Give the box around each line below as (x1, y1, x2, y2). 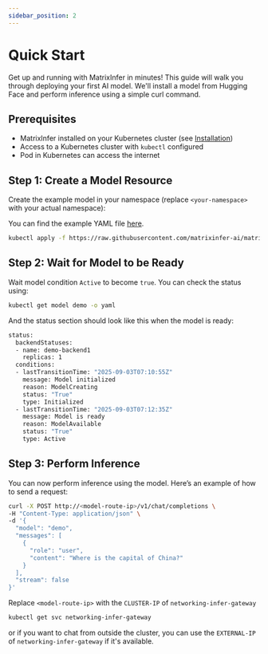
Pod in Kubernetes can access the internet (19, 151, 160, 160)
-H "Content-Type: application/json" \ (8, 510, 141, 518)
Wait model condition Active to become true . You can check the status (8, 277, 242, 287)
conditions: (15, 360, 56, 369)
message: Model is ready (22, 412, 105, 421)
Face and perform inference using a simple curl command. (8, 89, 201, 99)
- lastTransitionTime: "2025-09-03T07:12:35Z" (15, 405, 173, 413)
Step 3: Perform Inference (8, 457, 140, 471)
